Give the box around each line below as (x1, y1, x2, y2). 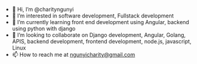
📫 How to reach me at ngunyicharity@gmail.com (12, 51, 135, 58)
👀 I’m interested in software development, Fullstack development (12, 12, 174, 19)
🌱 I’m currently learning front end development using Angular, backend (12, 19, 190, 25)
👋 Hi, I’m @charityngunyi (12, 6, 74, 13)
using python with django (12, 25, 76, 32)
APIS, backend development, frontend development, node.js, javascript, (12, 38, 192, 45)
